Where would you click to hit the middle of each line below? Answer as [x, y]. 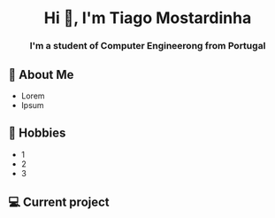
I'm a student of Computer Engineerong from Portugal [148, 46]
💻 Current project [59, 202]
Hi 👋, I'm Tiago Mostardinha [148, 18]
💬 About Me [41, 74]
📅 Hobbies [37, 133]
